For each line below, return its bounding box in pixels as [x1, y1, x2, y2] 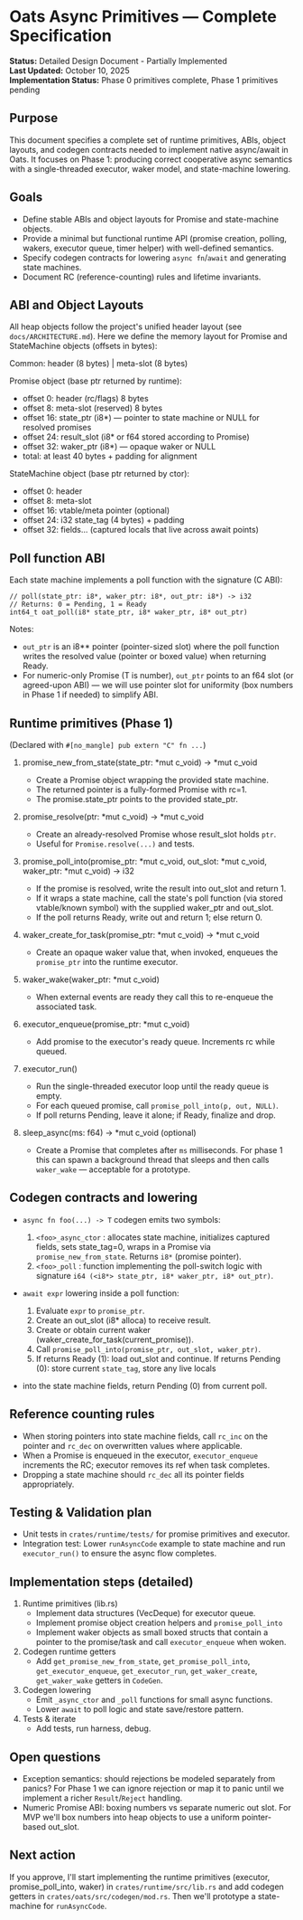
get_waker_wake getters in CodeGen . [35, 1675, 164, 1686]
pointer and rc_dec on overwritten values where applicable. [22, 1440, 243, 1451]
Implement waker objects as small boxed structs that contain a [35, 1627, 269, 1638]
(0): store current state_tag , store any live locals [35, 1363, 216, 1374]
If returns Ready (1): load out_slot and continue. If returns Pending [35, 1353, 281, 1364]
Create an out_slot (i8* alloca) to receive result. [35, 1314, 212, 1326]
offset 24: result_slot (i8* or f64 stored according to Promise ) [22, 431, 250, 442]
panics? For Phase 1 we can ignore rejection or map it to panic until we [22, 1783, 284, 1794]
